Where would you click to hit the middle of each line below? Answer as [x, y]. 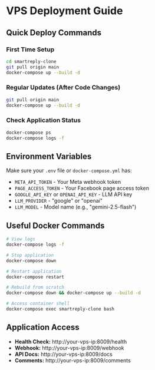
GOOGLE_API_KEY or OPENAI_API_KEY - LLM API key [73, 194]
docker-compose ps [29, 133]
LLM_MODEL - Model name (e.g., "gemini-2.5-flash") [75, 207]
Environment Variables [49, 156]
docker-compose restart [35, 277]
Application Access [43, 327]
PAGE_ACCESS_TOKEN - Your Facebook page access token [82, 188]
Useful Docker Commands [55, 225]
